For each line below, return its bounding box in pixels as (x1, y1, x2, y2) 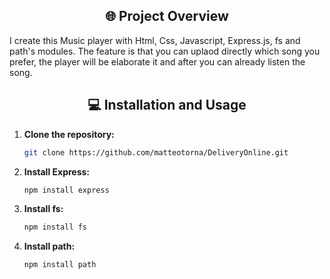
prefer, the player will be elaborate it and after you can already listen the (9, 55, 306, 68)
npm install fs (23, 222, 88, 233)
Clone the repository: (23, 128, 115, 140)
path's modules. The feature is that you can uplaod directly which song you (9, 45, 321, 57)
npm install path (23, 260, 97, 270)
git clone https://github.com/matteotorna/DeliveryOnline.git (23, 147, 289, 158)
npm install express (23, 185, 110, 195)
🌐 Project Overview (105, 8, 229, 25)
